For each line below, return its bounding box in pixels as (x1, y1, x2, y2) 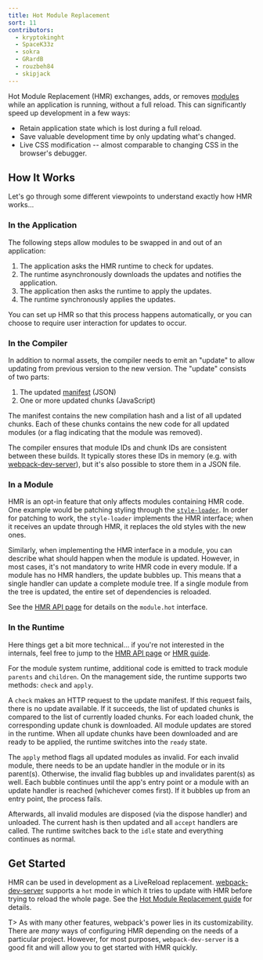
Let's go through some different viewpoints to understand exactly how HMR (8, 192, 253, 201)
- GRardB (15, 56, 44, 64)
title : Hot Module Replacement (8, 11, 110, 20)
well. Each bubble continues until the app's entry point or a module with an (8, 777, 249, 787)
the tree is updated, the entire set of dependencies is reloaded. (8, 587, 211, 597)
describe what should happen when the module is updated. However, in (8, 554, 240, 564)
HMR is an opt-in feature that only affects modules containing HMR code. (8, 497, 244, 506)
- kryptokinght (15, 33, 65, 42)
